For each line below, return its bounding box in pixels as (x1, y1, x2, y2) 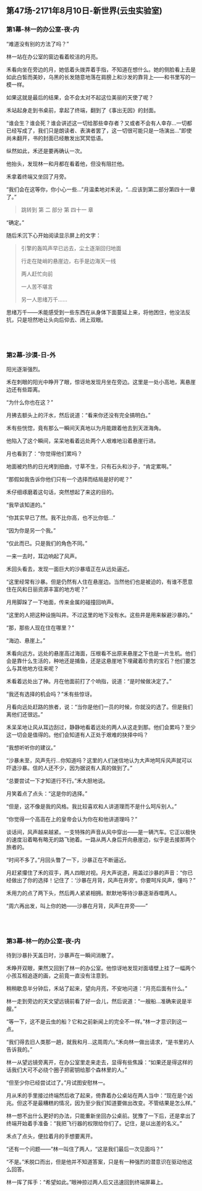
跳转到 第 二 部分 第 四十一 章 (20, 206, 94, 213)
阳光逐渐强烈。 (6, 365, 43, 373)
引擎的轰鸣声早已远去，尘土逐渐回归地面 (20, 244, 121, 251)
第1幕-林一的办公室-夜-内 (6, 25, 79, 34)
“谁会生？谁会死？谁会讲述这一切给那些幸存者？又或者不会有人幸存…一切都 (6, 119, 192, 127)
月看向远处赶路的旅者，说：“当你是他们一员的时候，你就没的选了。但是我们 (6, 703, 194, 710)
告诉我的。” (6, 1046, 33, 1054)
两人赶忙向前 (20, 270, 53, 277)
